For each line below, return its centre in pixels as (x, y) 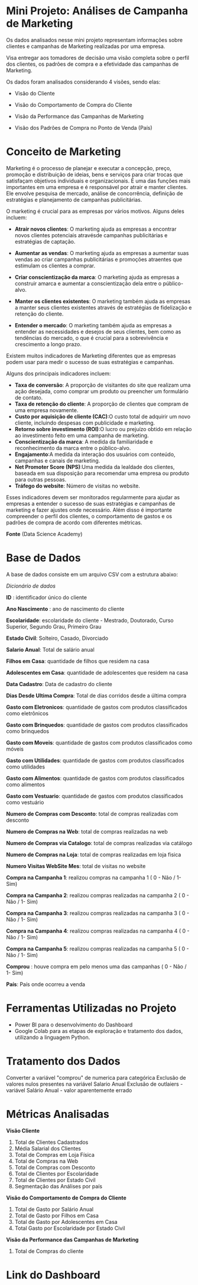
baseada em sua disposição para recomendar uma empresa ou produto (102, 473)
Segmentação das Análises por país (58, 1186)
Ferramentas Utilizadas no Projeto (91, 1008)
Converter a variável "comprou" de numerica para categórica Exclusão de (96, 1077)
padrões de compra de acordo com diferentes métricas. (74, 522)
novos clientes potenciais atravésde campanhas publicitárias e (91, 235)
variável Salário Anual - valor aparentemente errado (69, 1090)
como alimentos (26, 785)
